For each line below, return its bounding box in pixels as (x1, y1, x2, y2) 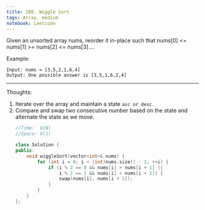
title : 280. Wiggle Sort (6, 9, 70, 15)
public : (15, 147, 35, 153)
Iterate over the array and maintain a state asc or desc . (15, 100, 154, 108)
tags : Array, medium (6, 15, 59, 21)
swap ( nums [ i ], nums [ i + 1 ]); (59, 176, 133, 182)
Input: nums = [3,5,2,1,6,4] (6, 67, 81, 73)
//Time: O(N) (15, 125, 51, 131)
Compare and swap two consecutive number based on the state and (15, 107, 188, 114)
